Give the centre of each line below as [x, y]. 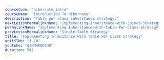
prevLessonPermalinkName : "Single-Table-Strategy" [58, 32]
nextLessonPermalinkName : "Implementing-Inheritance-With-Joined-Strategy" [84, 23]
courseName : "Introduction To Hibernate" [48, 14]
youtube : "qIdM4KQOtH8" [29, 45]
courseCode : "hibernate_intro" [37, 9]
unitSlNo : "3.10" [23, 41]
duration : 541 [20, 50]
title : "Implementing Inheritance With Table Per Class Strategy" [74, 37]
